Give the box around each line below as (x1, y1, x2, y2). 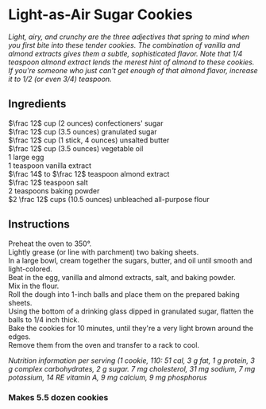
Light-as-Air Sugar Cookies (8, 6, 193, 24)
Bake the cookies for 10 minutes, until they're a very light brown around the (8, 323, 254, 333)
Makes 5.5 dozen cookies (8, 392, 109, 403)
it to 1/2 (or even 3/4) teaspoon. (8, 74, 113, 84)
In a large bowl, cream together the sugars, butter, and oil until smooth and (8, 255, 253, 265)
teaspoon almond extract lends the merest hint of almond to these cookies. (8, 57, 255, 67)
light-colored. (8, 264, 53, 274)
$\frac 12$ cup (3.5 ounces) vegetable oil (8, 143, 144, 153)
